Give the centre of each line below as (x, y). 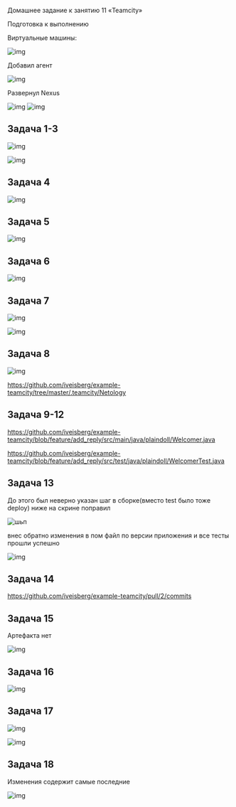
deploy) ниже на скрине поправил (59, 508)
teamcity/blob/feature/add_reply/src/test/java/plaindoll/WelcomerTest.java (116, 461)
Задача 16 (31, 672)
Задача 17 (30, 711)
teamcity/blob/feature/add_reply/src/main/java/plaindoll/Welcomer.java (111, 439)
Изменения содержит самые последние (69, 781)
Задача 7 (28, 300)
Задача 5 (28, 222)
